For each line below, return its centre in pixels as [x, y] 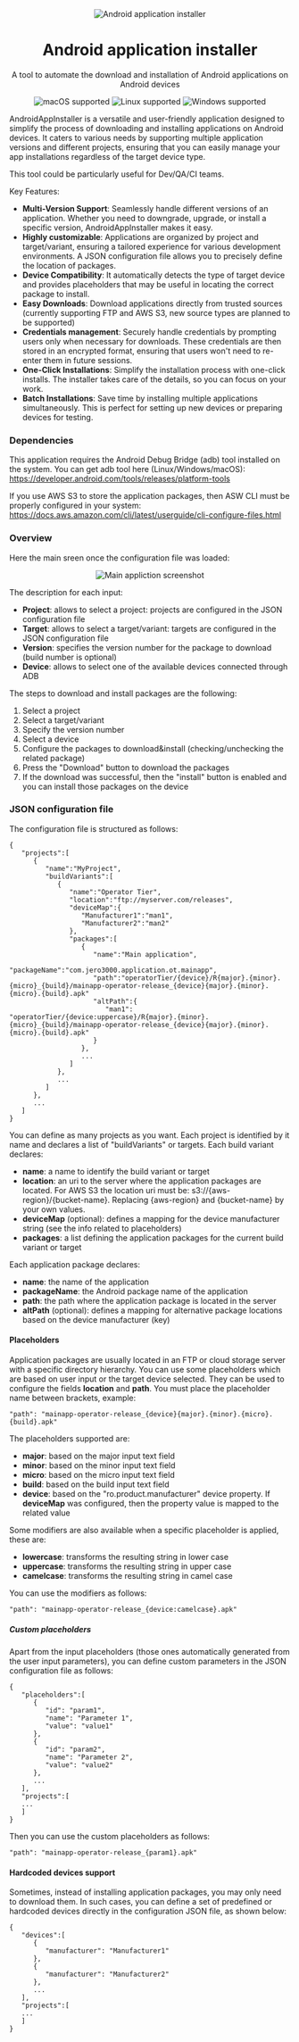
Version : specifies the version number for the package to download [147, 647]
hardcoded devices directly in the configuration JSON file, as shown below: [148, 1911]
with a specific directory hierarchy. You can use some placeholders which [145, 1370]
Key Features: [34, 191]
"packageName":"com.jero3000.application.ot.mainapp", [113, 970]
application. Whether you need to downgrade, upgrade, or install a [144, 218]
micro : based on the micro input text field [99, 1475]
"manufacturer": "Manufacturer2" [107, 1975]
